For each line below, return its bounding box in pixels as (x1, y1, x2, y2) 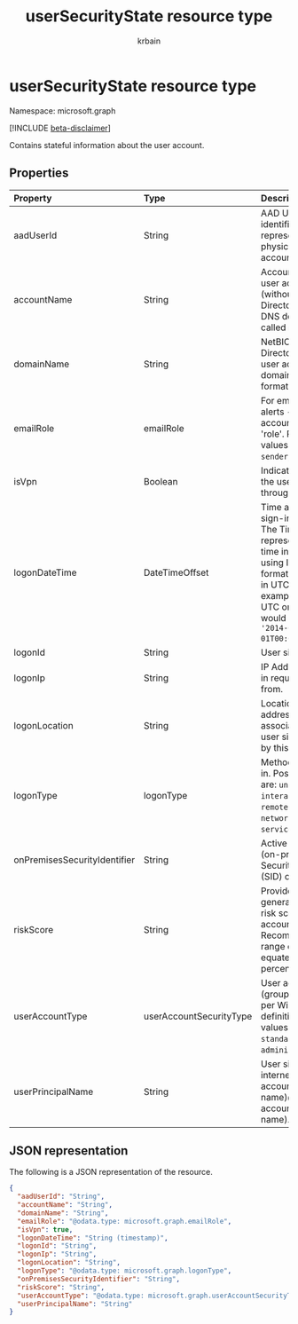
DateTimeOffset (143, 566, 209, 579)
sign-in (260, 512, 293, 524)
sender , (260, 450, 291, 462)
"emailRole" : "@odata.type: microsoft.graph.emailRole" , (17, 1217, 232, 1225)
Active (260, 837, 288, 849)
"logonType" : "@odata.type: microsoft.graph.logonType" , (17, 1266, 232, 1275)
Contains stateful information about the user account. (9, 139, 205, 150)
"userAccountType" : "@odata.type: (17, 1291, 145, 1300)
